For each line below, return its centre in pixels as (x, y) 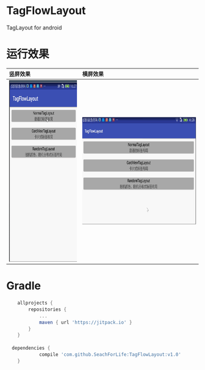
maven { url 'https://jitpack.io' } (85, 322)
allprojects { (35, 303)
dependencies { (31, 348)
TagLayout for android (34, 28)
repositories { (48, 309)
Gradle (24, 286)
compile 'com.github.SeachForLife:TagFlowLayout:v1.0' (110, 355)
